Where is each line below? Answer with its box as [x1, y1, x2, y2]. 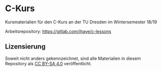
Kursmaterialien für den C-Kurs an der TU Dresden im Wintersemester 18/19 [5, 19, 157, 25]
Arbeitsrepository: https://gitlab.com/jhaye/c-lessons [5, 28, 111, 34]
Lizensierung [5, 42, 46, 51]
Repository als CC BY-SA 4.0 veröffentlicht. [5, 60, 92, 66]
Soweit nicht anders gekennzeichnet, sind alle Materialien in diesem [5, 55, 141, 61]
